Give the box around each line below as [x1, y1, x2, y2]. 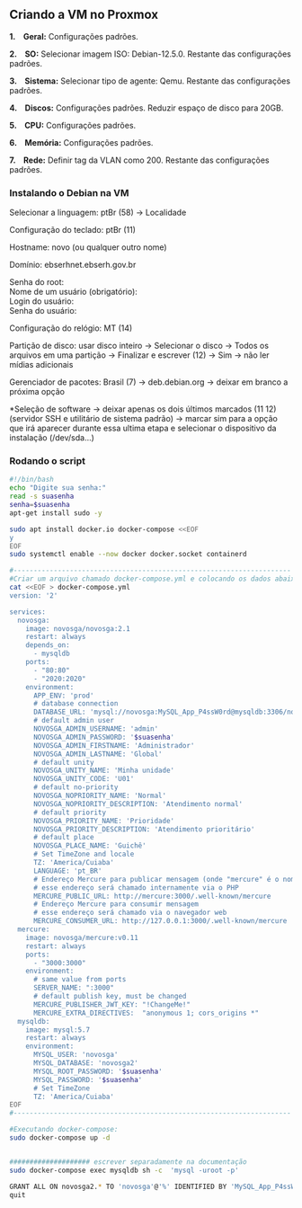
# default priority [32, 808, 106, 817]
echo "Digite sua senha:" [9, 484, 106, 493]
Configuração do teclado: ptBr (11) [9, 225, 137, 235]
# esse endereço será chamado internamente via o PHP [32, 883, 240, 893]
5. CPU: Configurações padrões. [9, 120, 137, 130]
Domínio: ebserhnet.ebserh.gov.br [9, 260, 137, 271]
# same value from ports [32, 975, 127, 984]
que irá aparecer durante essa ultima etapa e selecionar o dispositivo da [9, 422, 277, 434]
